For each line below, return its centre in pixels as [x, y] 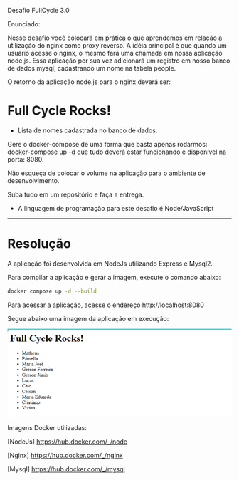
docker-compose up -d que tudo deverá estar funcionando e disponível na [117, 152]
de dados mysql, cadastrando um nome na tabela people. [92, 68]
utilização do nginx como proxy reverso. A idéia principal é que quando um [117, 45]
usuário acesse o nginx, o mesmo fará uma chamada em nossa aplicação [115, 53]
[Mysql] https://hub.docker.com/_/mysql [67, 469]
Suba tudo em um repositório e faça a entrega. [76, 194]
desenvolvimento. [33, 180]
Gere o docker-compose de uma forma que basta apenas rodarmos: [107, 144]
